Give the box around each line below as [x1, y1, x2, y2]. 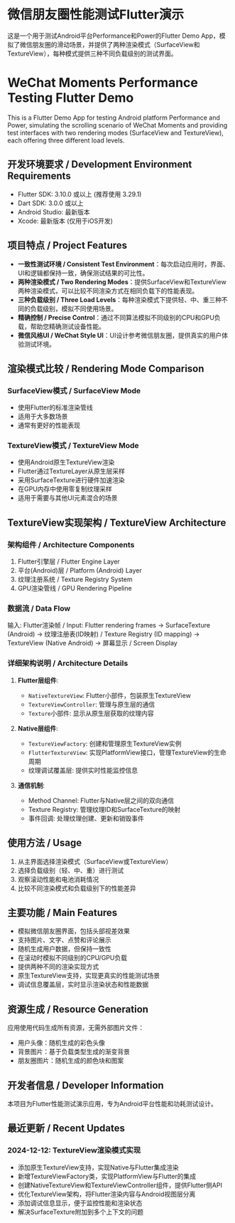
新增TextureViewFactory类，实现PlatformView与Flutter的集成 [17, 1172, 197, 1180]
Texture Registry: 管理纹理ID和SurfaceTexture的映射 [28, 805, 181, 813]
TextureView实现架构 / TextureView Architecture [7, 516, 226, 529]
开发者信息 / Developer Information [7, 1079, 165, 1091]
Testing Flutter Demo [7, 90, 134, 106]
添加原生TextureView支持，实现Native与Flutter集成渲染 [17, 1162, 179, 1172]
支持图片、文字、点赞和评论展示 [17, 936, 111, 944]
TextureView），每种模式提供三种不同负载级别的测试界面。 [7, 49, 177, 58]
